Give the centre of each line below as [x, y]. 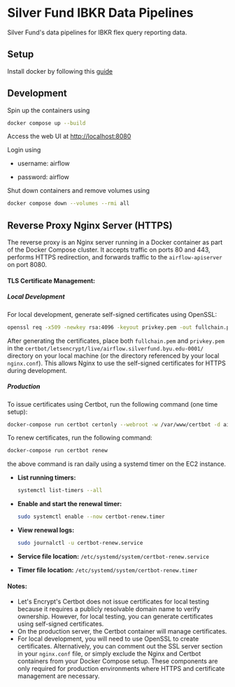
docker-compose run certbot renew [58, 451]
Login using [24, 150]
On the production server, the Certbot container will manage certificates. [122, 632]
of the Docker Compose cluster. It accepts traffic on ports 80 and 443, [109, 250]
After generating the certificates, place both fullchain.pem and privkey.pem [116, 341]
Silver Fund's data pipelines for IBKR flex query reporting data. [97, 32]
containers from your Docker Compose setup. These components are [117, 661]
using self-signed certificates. [60, 624]
